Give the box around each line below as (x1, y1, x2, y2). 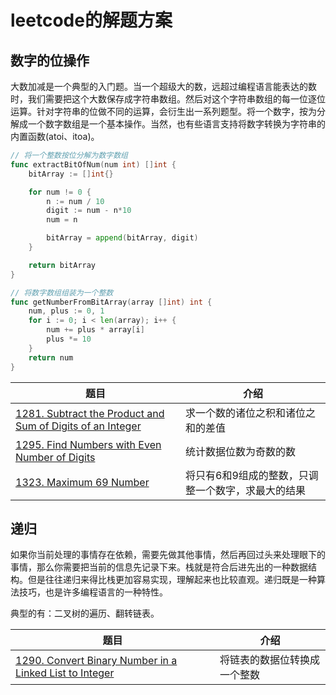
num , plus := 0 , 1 (28, 306, 105, 316)
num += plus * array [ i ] (46, 325, 145, 335)
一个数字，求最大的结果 (195, 483, 307, 497)
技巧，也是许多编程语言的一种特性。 (18, 586, 168, 598)
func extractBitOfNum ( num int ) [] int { (10, 159, 177, 170)
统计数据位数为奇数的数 (185, 444, 297, 458)
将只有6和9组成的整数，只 (185, 468, 309, 482)
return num (28, 352, 74, 363)
